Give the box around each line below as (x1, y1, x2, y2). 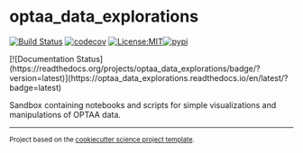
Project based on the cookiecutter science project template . (9, 135, 196, 144)
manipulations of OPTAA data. (9, 109, 122, 120)
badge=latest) (9, 82, 62, 93)
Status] (76, 53, 104, 64)
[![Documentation (9, 53, 75, 64)
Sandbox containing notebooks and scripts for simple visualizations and (9, 99, 277, 110)
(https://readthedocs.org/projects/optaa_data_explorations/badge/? (9, 63, 261, 74)
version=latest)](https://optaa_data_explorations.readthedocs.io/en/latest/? (9, 72, 289, 83)
